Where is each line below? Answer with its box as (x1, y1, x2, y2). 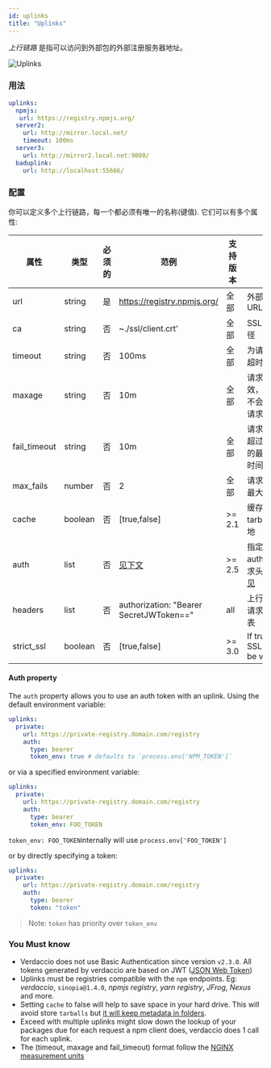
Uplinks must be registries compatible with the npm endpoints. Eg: (19, 974, 238, 984)
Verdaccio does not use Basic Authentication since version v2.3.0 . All (19, 957, 252, 966)
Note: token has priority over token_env (27, 918, 158, 928)
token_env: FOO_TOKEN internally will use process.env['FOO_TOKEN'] (8, 835, 227, 845)
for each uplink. (19, 1034, 73, 1044)
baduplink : (15, 159, 52, 167)
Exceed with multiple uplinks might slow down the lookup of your (19, 1017, 236, 1027)
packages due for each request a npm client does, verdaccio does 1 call (19, 1025, 260, 1035)
